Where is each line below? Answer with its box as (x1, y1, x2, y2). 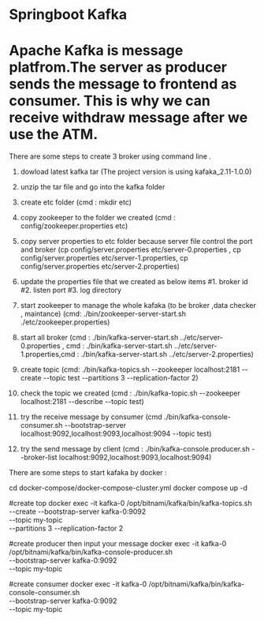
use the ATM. (9, 126, 99, 144)
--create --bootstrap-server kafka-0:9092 (9, 507, 147, 516)
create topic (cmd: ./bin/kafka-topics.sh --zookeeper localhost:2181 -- (20, 365, 249, 374)
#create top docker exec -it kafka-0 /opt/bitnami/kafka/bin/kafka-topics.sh (9, 499, 252, 508)
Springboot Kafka (9, 6, 128, 24)
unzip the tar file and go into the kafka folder (20, 182, 165, 192)
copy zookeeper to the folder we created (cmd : (20, 213, 176, 223)
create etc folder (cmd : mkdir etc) (20, 197, 132, 207)
